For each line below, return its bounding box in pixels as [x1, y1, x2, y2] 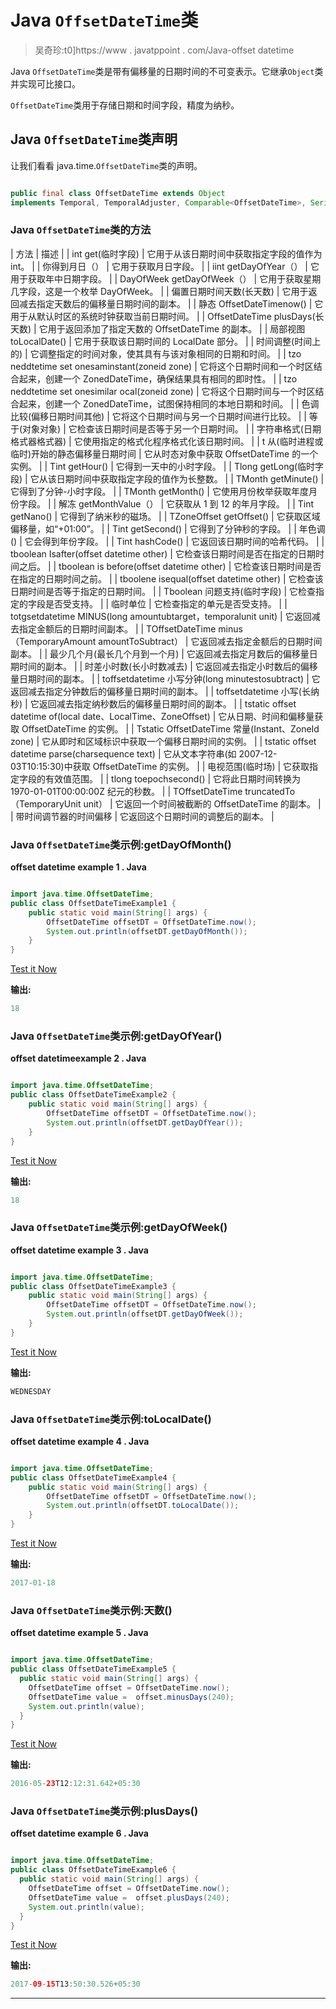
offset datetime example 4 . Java [10, 1435, 150, 1447]
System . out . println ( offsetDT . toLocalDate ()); [46, 1501, 240, 1511]
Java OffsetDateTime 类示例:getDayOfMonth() [10, 837, 232, 851]
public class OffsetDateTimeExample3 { [10, 1281, 177, 1291]
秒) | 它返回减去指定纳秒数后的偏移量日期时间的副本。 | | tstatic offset [10, 697, 297, 710]
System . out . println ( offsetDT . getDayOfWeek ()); [46, 1309, 244, 1320]
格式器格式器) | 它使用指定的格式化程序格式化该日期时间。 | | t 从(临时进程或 [10, 435, 324, 447]
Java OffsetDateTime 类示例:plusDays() [10, 1804, 199, 1818]
